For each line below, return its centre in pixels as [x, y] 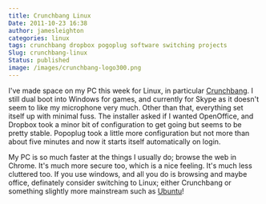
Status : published [39, 61]
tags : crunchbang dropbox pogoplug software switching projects [118, 46]
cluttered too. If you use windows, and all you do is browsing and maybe [128, 174]
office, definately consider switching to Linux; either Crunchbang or [120, 182]
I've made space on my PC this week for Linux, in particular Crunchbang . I [131, 90]
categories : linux [39, 38]
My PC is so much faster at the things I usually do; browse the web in [123, 157]
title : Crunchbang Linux [50, 16]
